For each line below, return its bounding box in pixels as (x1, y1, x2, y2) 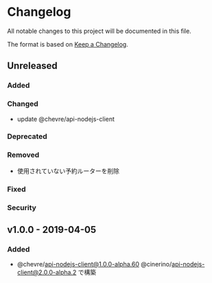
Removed (7, 150, 40, 160)
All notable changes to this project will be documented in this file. (7, 27, 192, 35)
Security (7, 203, 36, 212)
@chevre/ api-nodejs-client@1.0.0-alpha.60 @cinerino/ (16, 260, 172, 269)
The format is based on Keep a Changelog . (7, 40, 128, 48)
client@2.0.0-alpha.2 (16, 269, 77, 277)
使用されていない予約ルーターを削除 (16, 166, 120, 175)
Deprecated (7, 132, 48, 141)
